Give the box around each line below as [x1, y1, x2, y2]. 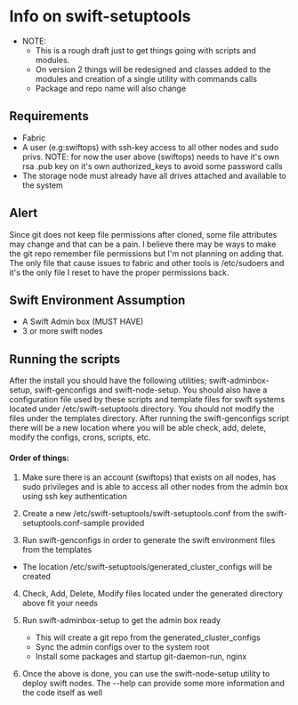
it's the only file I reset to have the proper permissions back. [9, 267, 230, 278]
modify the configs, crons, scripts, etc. [9, 432, 151, 442]
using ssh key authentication [21, 491, 127, 502]
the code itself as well [21, 687, 103, 698]
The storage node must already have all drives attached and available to [21, 170, 287, 181]
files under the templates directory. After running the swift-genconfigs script [9, 413, 289, 424]
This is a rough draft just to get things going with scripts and [35, 45, 256, 55]
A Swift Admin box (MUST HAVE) [21, 316, 144, 327]
